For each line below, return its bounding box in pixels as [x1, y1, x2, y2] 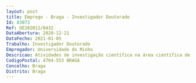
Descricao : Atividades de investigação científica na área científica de [6, 52, 191, 58]
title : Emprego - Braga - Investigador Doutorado [6, 14, 130, 20]
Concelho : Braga [6, 63, 46, 69]
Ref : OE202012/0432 [6, 25, 54, 31]
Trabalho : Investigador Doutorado [6, 41, 91, 47]
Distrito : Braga [6, 68, 46, 74]
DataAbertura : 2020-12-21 [6, 30, 69, 36]
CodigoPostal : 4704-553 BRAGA [6, 57, 80, 63]
